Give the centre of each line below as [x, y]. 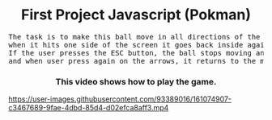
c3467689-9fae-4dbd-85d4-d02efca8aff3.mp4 [89, 108]
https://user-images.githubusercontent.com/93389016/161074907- [120, 99]
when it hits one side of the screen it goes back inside [126, 45]
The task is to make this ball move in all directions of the [134, 37]
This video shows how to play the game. [136, 81]
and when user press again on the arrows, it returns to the [132, 61]
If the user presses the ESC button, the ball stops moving [130, 53]
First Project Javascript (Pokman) [136, 15]
